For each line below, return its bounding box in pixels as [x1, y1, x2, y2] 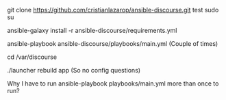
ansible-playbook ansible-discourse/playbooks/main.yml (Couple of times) [7, 40, 218, 47]
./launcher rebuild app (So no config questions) [7, 66, 141, 74]
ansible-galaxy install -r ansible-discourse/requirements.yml [7, 27, 177, 34]
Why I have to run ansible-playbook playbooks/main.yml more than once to [7, 79, 219, 88]
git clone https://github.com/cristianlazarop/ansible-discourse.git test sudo [7, 6, 219, 14]
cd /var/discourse [7, 53, 57, 61]
